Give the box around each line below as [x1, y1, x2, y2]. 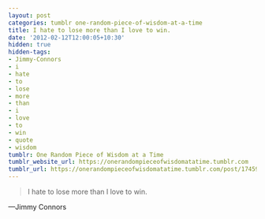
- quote [8, 135, 34, 144]
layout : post [8, 11, 51, 20]
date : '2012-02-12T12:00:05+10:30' [8, 33, 125, 42]
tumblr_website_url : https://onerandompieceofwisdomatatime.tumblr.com [8, 158, 248, 166]
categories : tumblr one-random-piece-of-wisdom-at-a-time [8, 19, 203, 27]
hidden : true [8, 41, 51, 49]
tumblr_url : [8, 165, 47, 173]
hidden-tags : [8, 48, 51, 56]
